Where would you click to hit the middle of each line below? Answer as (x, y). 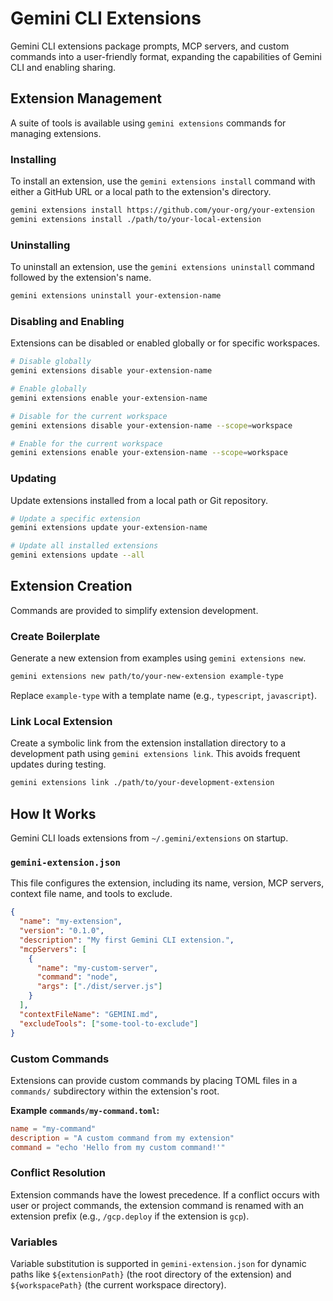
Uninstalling (40, 245)
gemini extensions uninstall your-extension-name (116, 296)
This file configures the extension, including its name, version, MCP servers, (167, 883)
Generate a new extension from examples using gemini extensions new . (158, 658)
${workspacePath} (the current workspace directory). (118, 1285)
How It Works (53, 813)
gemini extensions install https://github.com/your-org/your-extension (162, 210)
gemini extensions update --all (77, 555)
